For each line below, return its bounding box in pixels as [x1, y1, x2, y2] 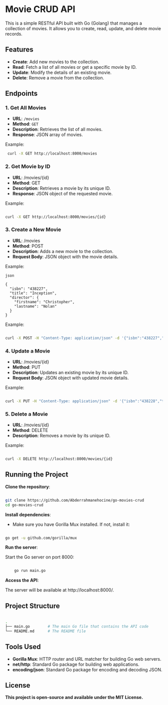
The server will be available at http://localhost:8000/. [5, 587, 114, 593]
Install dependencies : [5, 511, 51, 518]
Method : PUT [12, 364, 41, 370]
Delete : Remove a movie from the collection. [12, 74, 104, 81]
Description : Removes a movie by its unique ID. [12, 433, 111, 439]
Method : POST [12, 243, 44, 249]
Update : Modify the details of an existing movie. [12, 69, 111, 75]
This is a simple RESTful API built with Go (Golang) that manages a [5, 20, 142, 26]
